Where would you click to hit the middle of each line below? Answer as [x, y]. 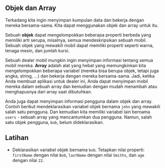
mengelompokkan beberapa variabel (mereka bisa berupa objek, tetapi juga [82, 71]
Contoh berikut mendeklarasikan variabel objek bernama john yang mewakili [83, 106]
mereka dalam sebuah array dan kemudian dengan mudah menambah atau [81, 86]
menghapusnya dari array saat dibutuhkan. [49, 91]
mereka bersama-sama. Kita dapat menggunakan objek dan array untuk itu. [82, 25]
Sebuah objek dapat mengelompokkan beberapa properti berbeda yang [78, 35]
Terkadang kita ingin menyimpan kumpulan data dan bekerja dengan [75, 20]
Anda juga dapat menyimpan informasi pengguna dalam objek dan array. [79, 101]
